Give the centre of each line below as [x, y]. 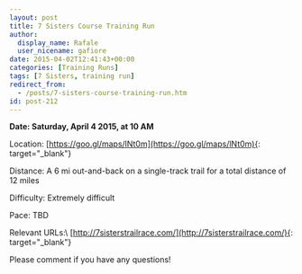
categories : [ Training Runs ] [64, 68]
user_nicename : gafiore [62, 51]
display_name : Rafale [58, 43]
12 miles [24, 181]
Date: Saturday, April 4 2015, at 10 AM [82, 127]
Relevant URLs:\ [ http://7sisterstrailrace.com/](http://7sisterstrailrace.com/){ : [151, 233]
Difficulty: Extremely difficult [62, 198]
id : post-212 [34, 101]
